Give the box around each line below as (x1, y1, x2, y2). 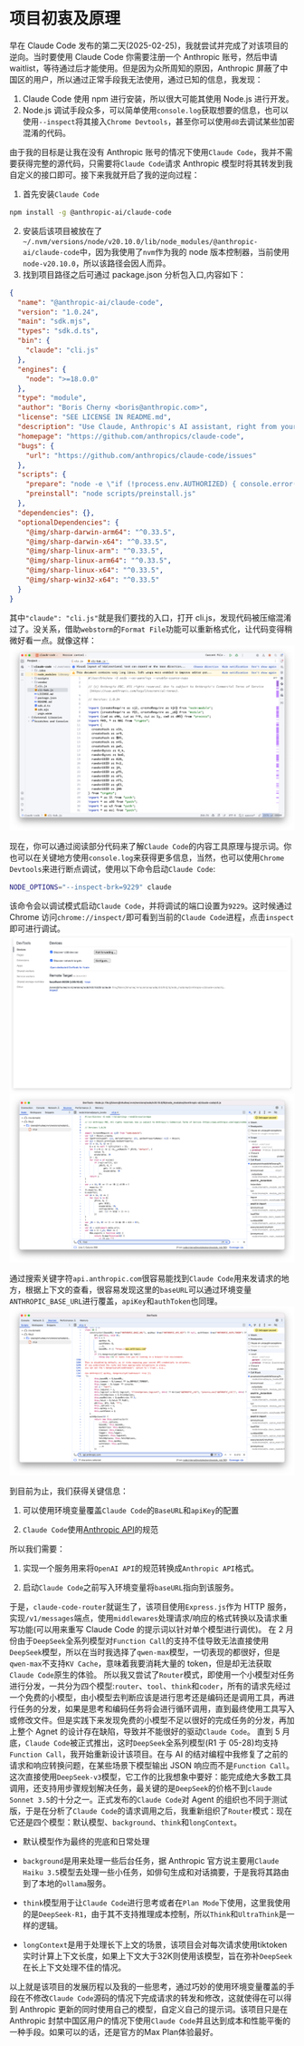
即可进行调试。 (9, 923, 65, 934)
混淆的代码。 (22, 127, 71, 138)
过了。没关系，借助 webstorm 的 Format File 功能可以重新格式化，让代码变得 (9, 623, 285, 634)
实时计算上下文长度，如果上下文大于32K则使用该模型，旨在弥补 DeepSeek (22, 1950, 292, 1961)
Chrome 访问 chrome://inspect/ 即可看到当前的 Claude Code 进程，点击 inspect (9, 911, 294, 922)
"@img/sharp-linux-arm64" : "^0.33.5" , (25, 556, 172, 565)
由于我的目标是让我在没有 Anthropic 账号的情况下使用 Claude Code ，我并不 (9, 146, 285, 157)
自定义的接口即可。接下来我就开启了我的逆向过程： (9, 169, 200, 180)
